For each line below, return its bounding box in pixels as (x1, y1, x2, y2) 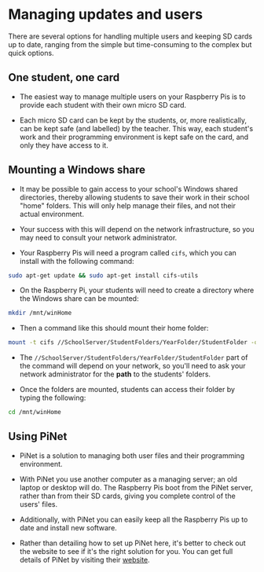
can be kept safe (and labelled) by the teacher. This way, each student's (19, 123, 254, 133)
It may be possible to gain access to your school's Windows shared (19, 184, 238, 193)
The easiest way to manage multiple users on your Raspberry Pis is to (19, 92, 246, 101)
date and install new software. (19, 522, 118, 532)
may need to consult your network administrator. (19, 233, 178, 242)
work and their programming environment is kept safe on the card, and (19, 132, 249, 141)
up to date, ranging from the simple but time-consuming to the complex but (8, 39, 252, 49)
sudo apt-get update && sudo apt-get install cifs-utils (8, 271, 199, 280)
